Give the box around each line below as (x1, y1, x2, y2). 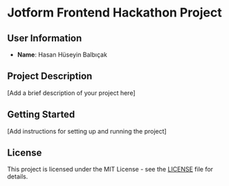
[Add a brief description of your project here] (7, 88, 136, 97)
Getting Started (7, 109, 75, 121)
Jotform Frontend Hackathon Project (7, 5, 223, 21)
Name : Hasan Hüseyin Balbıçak (17, 50, 107, 59)
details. (7, 172, 28, 180)
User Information (7, 32, 82, 44)
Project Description (7, 70, 93, 82)
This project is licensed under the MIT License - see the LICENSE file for (7, 165, 213, 174)
